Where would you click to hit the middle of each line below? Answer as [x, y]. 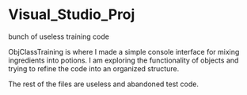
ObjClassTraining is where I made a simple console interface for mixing [124, 51]
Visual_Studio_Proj [72, 15]
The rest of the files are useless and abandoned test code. [104, 84]
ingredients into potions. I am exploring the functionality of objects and [123, 60]
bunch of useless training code [59, 36]
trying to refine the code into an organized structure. [94, 68]
